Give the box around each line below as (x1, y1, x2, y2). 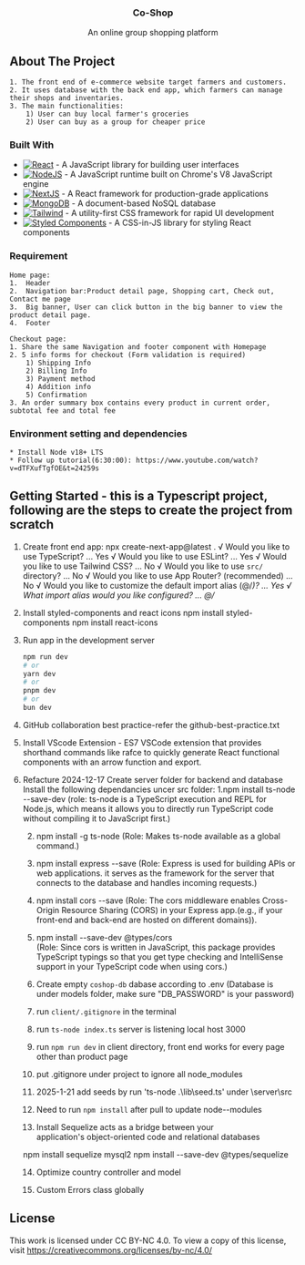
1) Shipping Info (25, 358, 92, 367)
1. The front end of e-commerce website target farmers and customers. (9, 77, 287, 87)
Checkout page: (9, 334, 67, 344)
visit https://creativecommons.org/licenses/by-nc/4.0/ (9, 1244, 212, 1255)
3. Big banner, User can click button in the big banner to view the (9, 303, 283, 312)
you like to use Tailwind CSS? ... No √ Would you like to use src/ (22, 561, 264, 571)
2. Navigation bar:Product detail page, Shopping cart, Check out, (9, 286, 275, 295)
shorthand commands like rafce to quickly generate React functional (22, 746, 280, 757)
